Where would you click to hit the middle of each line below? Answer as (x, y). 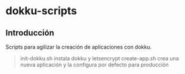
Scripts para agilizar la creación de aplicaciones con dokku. (79, 47)
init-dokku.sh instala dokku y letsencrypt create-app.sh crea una (99, 58)
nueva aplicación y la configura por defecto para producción (94, 65)
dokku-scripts (41, 11)
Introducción (30, 33)
